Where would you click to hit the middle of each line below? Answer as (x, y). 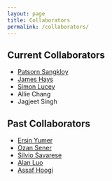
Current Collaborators (56, 55)
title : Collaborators (39, 20)
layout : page (26, 14)
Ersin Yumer (35, 140)
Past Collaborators (49, 123)
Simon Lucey (36, 87)
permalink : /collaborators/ (48, 27)
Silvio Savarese (40, 155)
